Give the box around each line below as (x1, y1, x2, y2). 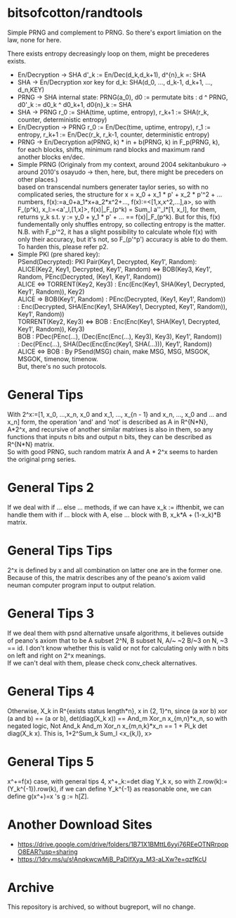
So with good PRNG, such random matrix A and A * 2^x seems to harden (7, 447, 218, 455)
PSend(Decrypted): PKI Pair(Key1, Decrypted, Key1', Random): (17, 257, 197, 265)
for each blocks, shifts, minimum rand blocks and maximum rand (17, 145, 205, 153)
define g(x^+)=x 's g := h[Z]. (7, 792, 89, 800)
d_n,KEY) (17, 85, 44, 94)
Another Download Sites (7, 817, 153, 832)
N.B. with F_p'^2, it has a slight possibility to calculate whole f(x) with (17, 227, 218, 236)
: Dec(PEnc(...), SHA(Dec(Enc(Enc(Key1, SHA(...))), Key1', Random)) (17, 339, 212, 348)
